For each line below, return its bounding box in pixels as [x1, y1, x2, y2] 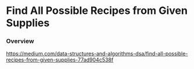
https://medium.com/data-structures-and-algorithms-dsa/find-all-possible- [6, 50, 188, 57]
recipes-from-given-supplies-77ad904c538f [6, 56, 114, 63]
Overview [6, 37, 34, 45]
